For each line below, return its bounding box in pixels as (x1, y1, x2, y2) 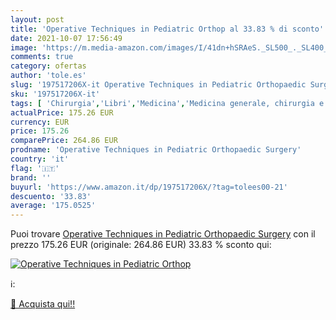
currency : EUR (10, 117, 70, 127)
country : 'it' (10, 154, 70, 164)
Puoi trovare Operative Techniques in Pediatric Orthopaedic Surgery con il (10, 228, 316, 240)
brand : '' (10, 172, 52, 183)
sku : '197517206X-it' (10, 89, 101, 99)
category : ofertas (10, 61, 87, 71)
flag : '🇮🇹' (10, 163, 60, 173)
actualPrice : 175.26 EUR (10, 107, 114, 118)
